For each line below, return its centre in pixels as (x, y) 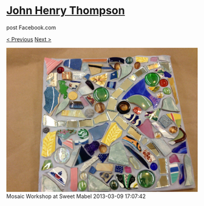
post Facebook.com (31, 27)
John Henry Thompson (66, 11)
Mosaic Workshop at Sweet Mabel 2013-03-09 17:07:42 (76, 196)
